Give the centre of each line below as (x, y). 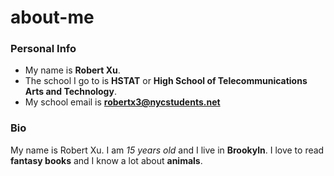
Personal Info (43, 49)
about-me (52, 17)
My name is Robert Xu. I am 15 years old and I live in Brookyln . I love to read (167, 150)
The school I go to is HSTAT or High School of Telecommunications (166, 81)
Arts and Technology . (70, 92)
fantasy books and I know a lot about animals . (106, 160)
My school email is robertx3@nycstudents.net (122, 102)
